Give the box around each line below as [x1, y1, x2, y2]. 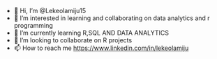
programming [13, 22, 54, 29]
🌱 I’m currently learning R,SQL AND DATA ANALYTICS [13, 28, 170, 37]
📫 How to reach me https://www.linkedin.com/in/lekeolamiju [13, 44, 189, 52]
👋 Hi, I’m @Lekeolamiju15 [13, 7, 87, 15]
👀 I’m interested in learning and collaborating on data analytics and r [13, 14, 211, 22]
